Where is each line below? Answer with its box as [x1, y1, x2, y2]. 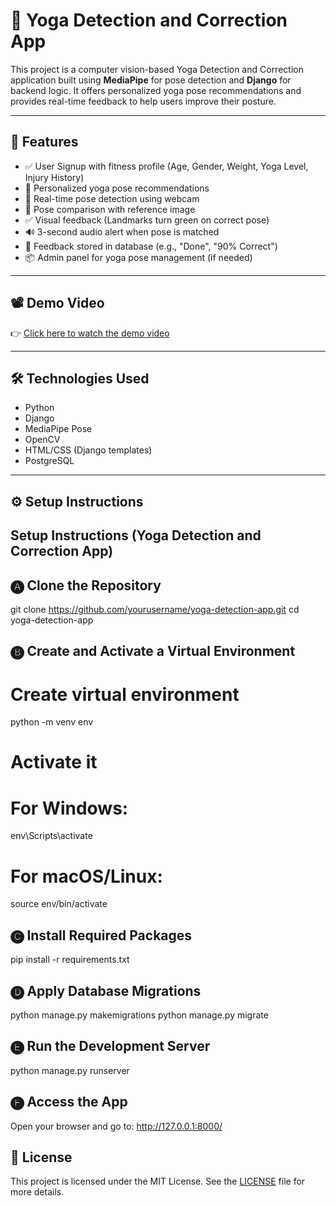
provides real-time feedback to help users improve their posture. [10, 95, 277, 107]
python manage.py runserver [10, 1064, 130, 1076]
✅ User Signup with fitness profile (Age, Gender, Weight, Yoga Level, [24, 160, 309, 172]
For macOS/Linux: [10, 865, 163, 888]
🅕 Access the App [10, 1094, 128, 1111]
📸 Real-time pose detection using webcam [24, 192, 200, 204]
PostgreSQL [24, 455, 75, 467]
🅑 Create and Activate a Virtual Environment [10, 643, 296, 660]
